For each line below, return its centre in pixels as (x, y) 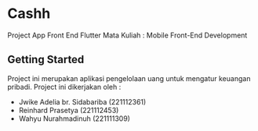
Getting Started (46, 60)
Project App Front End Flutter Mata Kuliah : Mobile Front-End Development (127, 35)
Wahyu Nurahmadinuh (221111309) (74, 119)
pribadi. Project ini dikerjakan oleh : (64, 87)
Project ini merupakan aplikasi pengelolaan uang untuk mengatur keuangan (129, 78)
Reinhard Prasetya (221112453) (69, 110)
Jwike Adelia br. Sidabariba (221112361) (82, 101)
